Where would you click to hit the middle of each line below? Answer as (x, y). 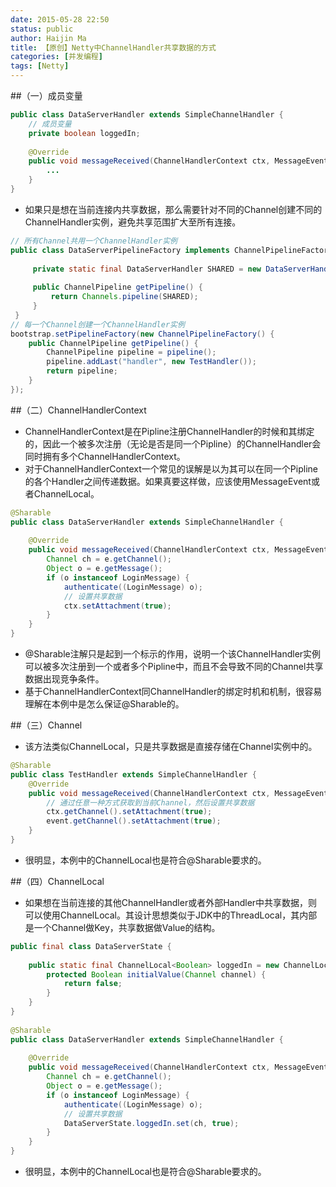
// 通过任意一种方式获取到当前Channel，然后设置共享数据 (150, 802)
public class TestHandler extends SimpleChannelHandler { (133, 774)
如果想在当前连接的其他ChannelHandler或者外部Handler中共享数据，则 (171, 902)
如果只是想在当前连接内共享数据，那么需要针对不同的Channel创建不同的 (173, 209)
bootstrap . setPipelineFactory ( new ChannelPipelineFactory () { (142, 334)
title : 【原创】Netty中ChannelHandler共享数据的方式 (113, 47)
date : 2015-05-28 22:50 (60, 19)
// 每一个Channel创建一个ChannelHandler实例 (97, 324)
